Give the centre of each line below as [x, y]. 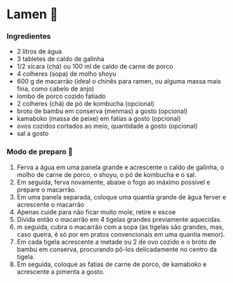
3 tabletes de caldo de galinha [60, 59]
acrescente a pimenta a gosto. [61, 271]
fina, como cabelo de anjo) [55, 89]
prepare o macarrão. [46, 190]
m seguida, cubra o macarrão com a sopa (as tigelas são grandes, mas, [120, 227]
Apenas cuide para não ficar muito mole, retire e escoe [96, 212]
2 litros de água [39, 51]
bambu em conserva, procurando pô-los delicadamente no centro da [116, 249]
